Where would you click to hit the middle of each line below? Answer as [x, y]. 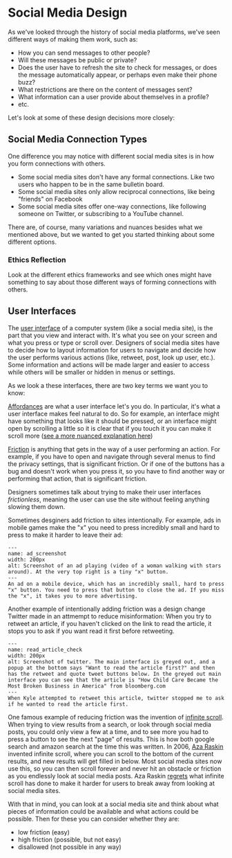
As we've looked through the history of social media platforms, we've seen [114, 32]
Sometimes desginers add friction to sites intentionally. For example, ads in [115, 520]
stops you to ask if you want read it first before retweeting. [91, 631]
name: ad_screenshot [38, 553]
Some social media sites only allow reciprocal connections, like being [116, 191]
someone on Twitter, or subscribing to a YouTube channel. [100, 213]
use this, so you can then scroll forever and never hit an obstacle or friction [115, 768]
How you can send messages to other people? [84, 53]
